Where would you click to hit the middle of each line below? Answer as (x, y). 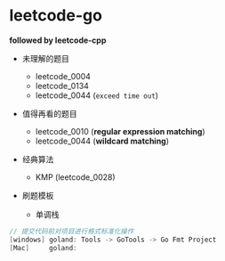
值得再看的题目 (49, 113)
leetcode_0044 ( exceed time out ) (96, 95)
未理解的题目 (45, 58)
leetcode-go (56, 16)
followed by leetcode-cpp (58, 40)
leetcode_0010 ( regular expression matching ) (121, 131)
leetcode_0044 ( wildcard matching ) (102, 141)
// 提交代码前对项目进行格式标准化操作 (72, 231)
